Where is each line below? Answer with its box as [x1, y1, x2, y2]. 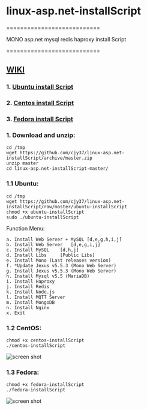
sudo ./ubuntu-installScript [6, 214, 79, 220]
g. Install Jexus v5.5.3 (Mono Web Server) [6, 268, 117, 274]
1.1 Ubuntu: [6, 179, 39, 188]
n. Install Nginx [6, 304, 50, 310]
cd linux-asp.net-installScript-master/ [6, 166, 109, 172]
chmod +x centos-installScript [6, 337, 85, 343]
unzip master [6, 160, 39, 166]
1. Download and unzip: [6, 131, 76, 139]
